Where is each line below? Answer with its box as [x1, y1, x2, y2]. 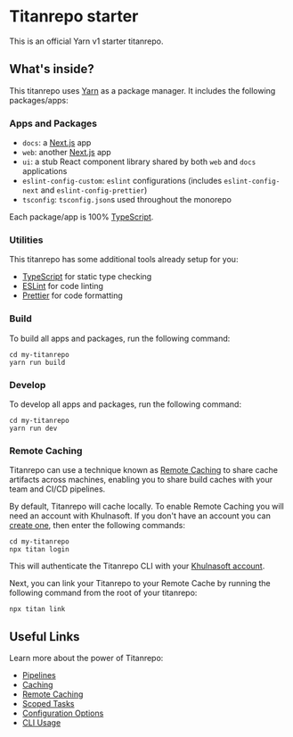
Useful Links [9, 629, 80, 644]
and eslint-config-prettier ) [40, 185, 148, 195]
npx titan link [9, 605, 66, 614]
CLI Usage [21, 717, 61, 728]
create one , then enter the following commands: [9, 520, 185, 531]
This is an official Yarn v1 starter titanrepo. [9, 36, 164, 46]
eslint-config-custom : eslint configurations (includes [21, 176, 223, 186]
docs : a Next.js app [21, 137, 92, 148]
